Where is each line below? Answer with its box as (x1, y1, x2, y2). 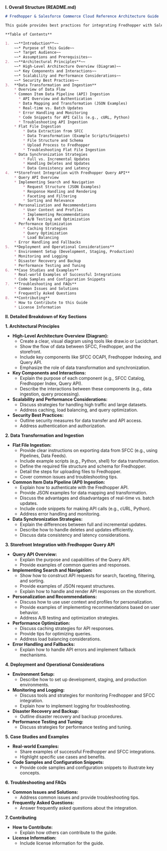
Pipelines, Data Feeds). (19, 453, 67, 459)
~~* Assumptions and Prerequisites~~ (14, 55, 92, 60)
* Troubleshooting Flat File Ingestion (23, 147, 106, 152)
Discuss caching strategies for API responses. (19, 625, 114, 631)
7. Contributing (5, 815, 37, 821)
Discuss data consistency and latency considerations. (19, 532, 130, 538)
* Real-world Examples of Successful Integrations (14, 272, 121, 277)
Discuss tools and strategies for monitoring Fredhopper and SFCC (19, 692, 155, 699)
